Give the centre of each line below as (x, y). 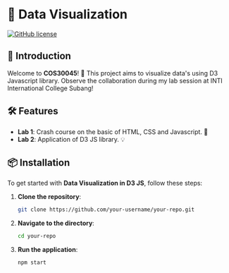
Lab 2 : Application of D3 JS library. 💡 (71, 139)
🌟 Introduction (39, 56)
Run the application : (48, 250)
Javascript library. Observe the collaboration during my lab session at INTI (115, 80)
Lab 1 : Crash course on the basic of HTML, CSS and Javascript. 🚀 (113, 132)
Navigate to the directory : (56, 223)
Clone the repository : (49, 197)
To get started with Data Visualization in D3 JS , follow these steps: (105, 183)
